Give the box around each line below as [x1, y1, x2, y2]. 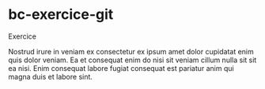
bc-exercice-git [8, 6, 114, 24]
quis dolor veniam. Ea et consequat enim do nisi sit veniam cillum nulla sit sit [8, 55, 257, 65]
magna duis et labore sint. [8, 72, 93, 81]
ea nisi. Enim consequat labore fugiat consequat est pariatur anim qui [8, 63, 235, 72]
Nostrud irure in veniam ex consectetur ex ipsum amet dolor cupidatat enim [8, 46, 255, 56]
